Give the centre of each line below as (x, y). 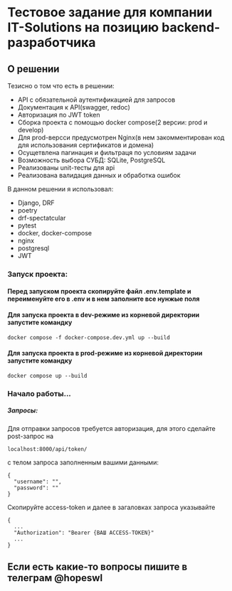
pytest (27, 225)
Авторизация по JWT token (59, 115)
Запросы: (23, 410)
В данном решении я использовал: (60, 189)
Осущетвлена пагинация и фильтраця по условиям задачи (107, 153)
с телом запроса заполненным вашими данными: (83, 462)
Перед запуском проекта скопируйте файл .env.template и (99, 291)
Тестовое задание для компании (110, 12)
